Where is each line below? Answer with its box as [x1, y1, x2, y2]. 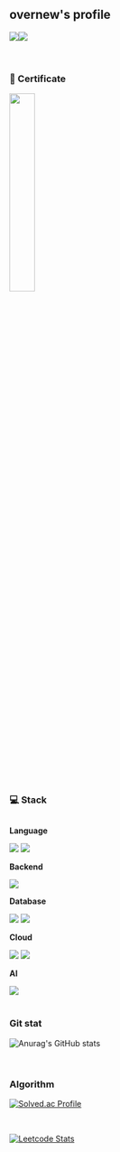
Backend [9, 861, 43, 872]
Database [9, 896, 47, 906]
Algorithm [9, 1078, 55, 1091]
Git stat [9, 1017, 42, 1030]
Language [9, 825, 48, 836]
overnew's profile [9, 7, 111, 23]
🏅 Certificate [9, 72, 66, 85]
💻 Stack [9, 794, 48, 806]
